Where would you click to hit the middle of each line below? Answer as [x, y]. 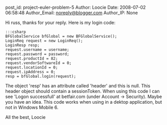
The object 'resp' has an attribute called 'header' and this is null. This [78, 86]
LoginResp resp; [22, 45]
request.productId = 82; [32, 58]
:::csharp [16, 32]
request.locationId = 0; [32, 68]
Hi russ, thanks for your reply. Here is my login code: [60, 23]
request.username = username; [37, 50]
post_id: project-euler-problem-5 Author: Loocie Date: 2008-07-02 [76, 7]
